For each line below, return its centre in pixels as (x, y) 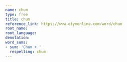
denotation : (18, 38)
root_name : (17, 28)
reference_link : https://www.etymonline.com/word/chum (64, 24)
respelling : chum (28, 51)
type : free (17, 14)
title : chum (18, 19)
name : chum (17, 10)
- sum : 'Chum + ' (23, 47)
